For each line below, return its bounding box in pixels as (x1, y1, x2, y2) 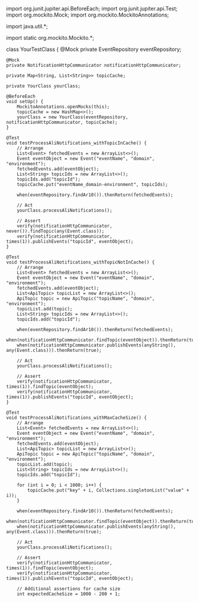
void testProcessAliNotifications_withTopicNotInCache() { (6, 259, 155, 265)
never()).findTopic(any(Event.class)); (6, 228, 105, 234)
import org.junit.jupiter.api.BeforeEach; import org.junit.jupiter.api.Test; (6, 5, 178, 12)
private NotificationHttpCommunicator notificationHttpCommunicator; (6, 62, 182, 68)
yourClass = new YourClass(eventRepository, (17, 114, 129, 120)
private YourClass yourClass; (6, 83, 81, 89)
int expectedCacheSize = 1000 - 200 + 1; (17, 591, 120, 597)
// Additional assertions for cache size (17, 586, 120, 592)
